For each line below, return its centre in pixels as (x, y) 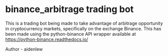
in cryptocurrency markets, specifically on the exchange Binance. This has (83, 28)
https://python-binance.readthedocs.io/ (47, 39)
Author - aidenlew (24, 49)
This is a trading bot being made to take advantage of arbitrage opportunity (84, 23)
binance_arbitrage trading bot (70, 9)
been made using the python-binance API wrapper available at (71, 34)
